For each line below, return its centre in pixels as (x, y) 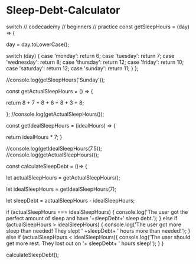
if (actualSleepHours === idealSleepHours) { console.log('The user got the (97, 212)
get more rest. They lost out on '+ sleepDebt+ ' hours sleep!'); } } (85, 243)
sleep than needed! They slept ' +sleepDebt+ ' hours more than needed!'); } (98, 230)
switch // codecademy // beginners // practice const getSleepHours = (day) (98, 27)
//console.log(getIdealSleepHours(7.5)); (54, 148)
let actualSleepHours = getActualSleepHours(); (63, 177)
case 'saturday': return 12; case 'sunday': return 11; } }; (72, 68)
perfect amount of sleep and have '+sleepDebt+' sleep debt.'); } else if (92, 218)
